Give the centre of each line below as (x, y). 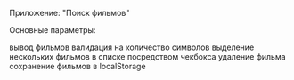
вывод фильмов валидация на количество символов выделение (132, 47)
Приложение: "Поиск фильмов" (69, 13)
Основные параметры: (53, 30)
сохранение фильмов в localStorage (78, 66)
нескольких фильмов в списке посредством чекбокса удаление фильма (148, 56)
